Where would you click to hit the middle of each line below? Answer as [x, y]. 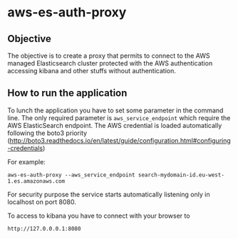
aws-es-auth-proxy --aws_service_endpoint [71, 175]
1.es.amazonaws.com [36, 181]
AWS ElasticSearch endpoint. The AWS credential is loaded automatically [115, 125]
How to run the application [67, 93]
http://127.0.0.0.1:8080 [44, 228]
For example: [27, 161]
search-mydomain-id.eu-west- [181, 175]
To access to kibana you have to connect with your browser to [99, 216]
